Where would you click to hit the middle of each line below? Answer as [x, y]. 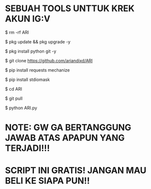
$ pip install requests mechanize [37, 70]
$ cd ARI [14, 89]
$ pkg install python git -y [31, 51]
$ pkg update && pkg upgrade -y [38, 41]
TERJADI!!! [27, 148]
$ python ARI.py [21, 108]
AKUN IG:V [28, 19]
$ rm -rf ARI [17, 32]
